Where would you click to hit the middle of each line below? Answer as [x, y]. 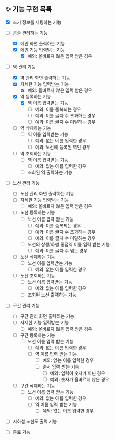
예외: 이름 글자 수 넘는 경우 [61, 250]
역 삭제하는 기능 [36, 128]
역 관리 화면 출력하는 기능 [45, 78]
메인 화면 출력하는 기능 [42, 43]
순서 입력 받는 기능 [61, 366]
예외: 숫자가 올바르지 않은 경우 [80, 379]
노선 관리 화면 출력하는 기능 [47, 194]
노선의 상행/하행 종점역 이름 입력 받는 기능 [69, 244]
